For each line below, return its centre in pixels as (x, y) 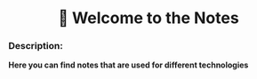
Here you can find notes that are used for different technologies (128, 65)
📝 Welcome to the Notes (149, 18)
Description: (36, 46)
